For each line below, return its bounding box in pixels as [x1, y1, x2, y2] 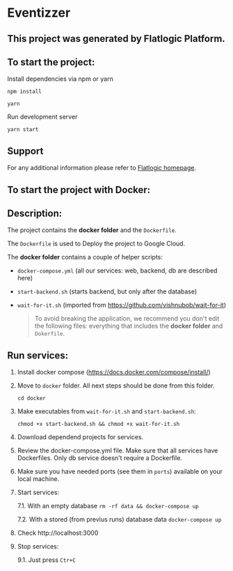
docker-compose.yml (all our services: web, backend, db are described [17, 266, 218, 275]
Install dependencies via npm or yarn [7, 75, 113, 83]
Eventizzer [7, 5, 71, 21]
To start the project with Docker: [7, 183, 151, 196]
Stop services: [17, 542, 59, 551]
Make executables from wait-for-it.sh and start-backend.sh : [17, 407, 196, 416]
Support [7, 145, 44, 157]
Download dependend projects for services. [17, 433, 144, 441]
